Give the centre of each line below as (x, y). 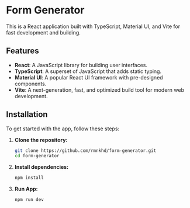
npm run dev (29, 200)
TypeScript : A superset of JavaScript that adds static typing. (88, 71)
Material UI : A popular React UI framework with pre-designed (89, 77)
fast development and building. (43, 32)
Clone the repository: (41, 140)
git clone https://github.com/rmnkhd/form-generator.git (85, 150)
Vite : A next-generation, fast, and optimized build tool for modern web (99, 90)
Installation (27, 115)
